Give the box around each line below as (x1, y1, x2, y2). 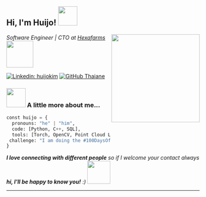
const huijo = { (6, 114, 48, 121)
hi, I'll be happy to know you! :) (6, 178, 86, 185)
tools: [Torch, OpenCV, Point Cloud (12, 132, 105, 138)
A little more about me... (26, 100, 101, 109)
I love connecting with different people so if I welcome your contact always (6, 154, 200, 162)
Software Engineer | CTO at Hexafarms (6, 34, 105, 41)
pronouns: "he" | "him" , (12, 120, 75, 126)
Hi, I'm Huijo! (6, 18, 56, 28)
